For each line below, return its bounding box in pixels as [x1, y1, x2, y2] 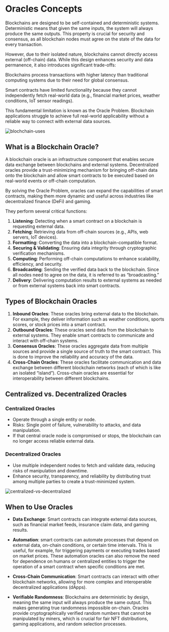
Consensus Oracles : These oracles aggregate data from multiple [12, 343, 149, 349]
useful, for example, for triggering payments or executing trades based [12, 547, 160, 554]
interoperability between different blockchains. [12, 375, 110, 381]
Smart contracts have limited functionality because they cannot [5, 87, 137, 93]
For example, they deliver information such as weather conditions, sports [12, 316, 164, 322]
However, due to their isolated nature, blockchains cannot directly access [5, 51, 158, 57]
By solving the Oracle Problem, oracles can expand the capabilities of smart [5, 187, 163, 193]
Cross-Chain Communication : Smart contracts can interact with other [12, 573, 159, 580]
